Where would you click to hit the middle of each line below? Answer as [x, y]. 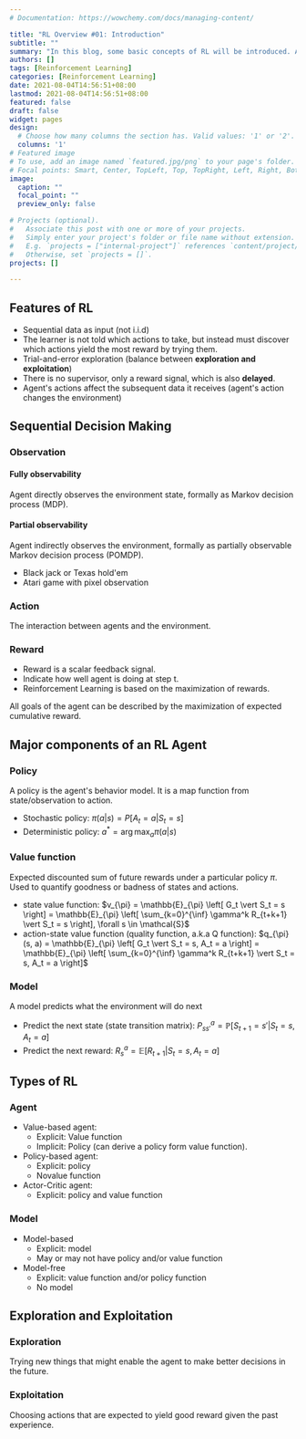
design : [24, 128]
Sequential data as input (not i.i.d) [86, 330]
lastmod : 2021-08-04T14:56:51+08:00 [79, 94]
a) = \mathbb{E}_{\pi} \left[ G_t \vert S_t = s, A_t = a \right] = [148, 943]
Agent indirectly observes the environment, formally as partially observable [151, 545]
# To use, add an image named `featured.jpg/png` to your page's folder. [153, 162]
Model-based [48, 1238]
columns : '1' [42, 145]
